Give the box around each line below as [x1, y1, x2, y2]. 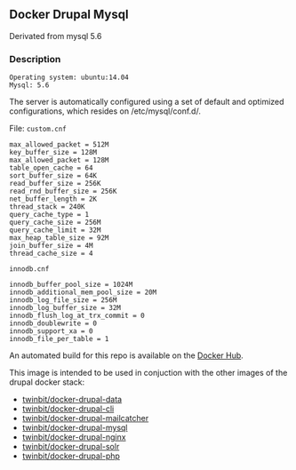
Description [9, 52, 61, 65]
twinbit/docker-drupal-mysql [21, 422, 128, 434]
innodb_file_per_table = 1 [9, 335, 109, 344]
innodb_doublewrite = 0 [9, 319, 98, 328]
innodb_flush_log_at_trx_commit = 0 [9, 311, 145, 321]
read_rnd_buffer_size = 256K [9, 187, 117, 196]
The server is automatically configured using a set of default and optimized [9, 97, 284, 108]
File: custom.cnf [9, 123, 67, 134]
